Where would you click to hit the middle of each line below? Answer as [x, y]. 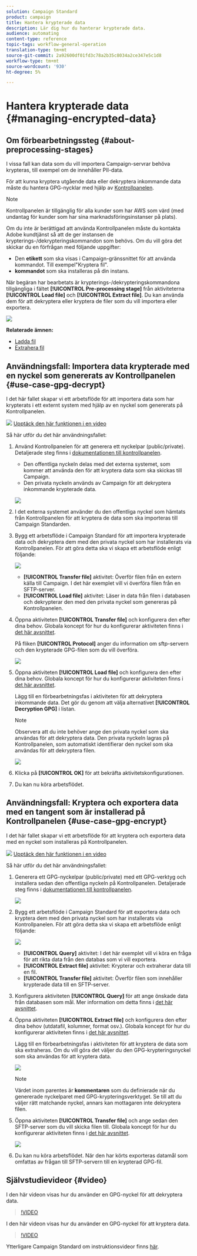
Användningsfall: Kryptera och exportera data [92, 803]
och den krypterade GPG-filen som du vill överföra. [77, 650]
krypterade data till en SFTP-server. [66, 984]
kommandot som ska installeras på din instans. [72, 271]
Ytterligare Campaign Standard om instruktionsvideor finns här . [83, 1246]
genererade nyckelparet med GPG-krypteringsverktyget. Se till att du [98, 1096]
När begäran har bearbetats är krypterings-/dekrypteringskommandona [93, 282]
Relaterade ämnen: [30, 330]
